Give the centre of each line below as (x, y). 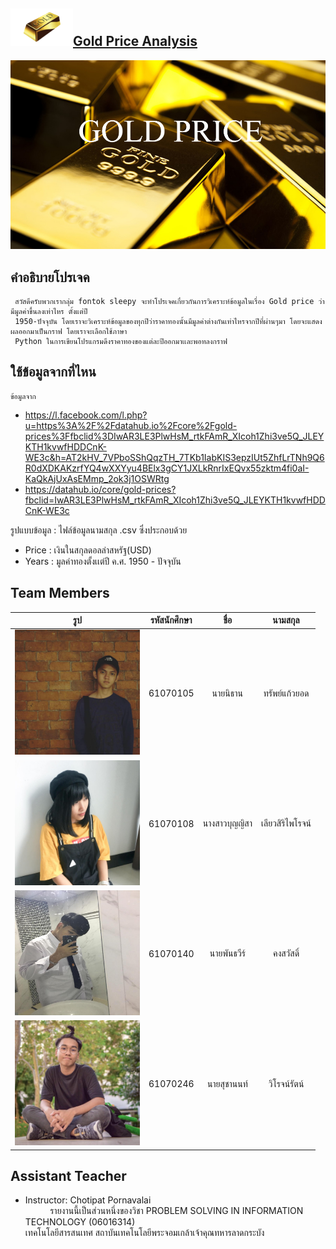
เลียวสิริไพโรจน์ (286, 823)
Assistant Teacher (68, 1176)
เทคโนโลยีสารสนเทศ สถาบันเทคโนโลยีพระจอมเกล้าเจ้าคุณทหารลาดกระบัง (144, 1233)
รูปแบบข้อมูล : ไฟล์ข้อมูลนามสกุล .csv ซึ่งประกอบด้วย (99, 530)
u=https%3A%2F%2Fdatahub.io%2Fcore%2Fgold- (131, 425)
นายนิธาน (227, 693)
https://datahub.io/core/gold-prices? (100, 489)
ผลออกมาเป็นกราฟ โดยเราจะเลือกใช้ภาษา (69, 332)
